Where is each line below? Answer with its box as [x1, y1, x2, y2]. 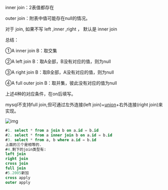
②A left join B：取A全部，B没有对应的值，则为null [5, 58, 111, 65]
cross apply [5, 175, 30, 180]
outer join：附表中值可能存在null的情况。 [5, 15, 90, 21]
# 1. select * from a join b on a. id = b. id [5, 128, 99, 133]
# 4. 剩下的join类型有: [5, 147, 47, 152]
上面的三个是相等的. [5, 142, 42, 147]
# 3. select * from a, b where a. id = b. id [5, 137, 96, 142]
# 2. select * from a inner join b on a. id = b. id [5, 133, 113, 138]
